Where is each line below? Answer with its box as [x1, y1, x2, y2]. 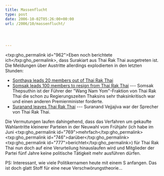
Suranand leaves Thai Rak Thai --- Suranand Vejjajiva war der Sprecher [12, 104, 159, 110]
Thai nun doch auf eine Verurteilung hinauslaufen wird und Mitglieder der [5, 145, 155, 151]
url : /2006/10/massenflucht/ [5, 21, 65, 26]
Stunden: [5, 68, 24, 74]
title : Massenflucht [5, 7, 48, 12]
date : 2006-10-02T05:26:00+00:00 [5, 16, 74, 21]
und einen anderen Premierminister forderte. [12, 99, 104, 105]
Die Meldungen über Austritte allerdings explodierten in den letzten [5, 62, 142, 68]
